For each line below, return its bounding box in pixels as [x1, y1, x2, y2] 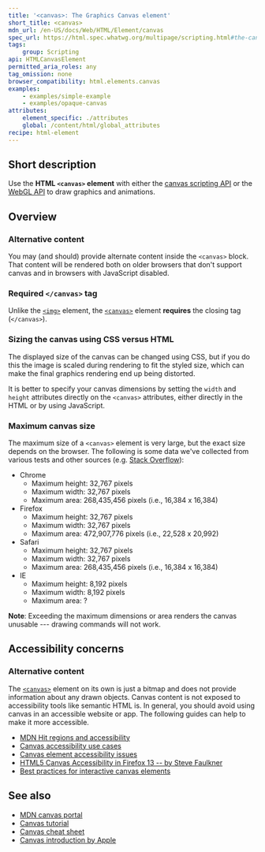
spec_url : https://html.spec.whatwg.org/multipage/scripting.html [8, 33, 231, 42]
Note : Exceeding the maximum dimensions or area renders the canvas [8, 612, 237, 621]
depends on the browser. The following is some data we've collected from [8, 447, 249, 456]
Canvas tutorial [19, 818, 69, 828]
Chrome [19, 471, 47, 480]
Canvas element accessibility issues [19, 750, 138, 759]
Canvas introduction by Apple [19, 835, 117, 844]
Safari [19, 538, 39, 547]
